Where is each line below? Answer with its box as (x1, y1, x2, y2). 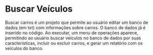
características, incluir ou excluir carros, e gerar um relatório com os (5, 40, 143, 46)
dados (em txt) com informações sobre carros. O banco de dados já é (5, 24, 146, 30)
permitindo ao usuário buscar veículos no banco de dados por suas (5, 35, 141, 41)
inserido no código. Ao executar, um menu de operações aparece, (5, 30, 138, 36)
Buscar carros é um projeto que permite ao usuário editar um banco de (5, 19, 148, 25)
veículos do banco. (5, 45, 44, 51)
